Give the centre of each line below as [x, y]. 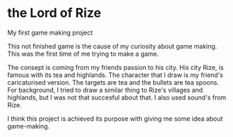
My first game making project [50, 32]
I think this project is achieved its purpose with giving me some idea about [115, 119]
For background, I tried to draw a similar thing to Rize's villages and [105, 90]
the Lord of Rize [54, 13]
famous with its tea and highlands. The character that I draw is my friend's [115, 75]
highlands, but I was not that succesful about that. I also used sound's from [117, 97]
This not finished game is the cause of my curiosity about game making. [112, 46]
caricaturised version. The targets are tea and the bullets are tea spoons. [113, 82]
